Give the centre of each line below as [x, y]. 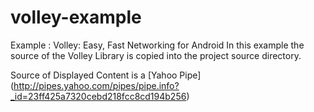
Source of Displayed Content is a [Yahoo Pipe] [106, 75]
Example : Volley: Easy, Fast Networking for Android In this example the [157, 45]
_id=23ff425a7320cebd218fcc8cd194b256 [98, 96]
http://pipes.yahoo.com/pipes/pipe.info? [96, 85]
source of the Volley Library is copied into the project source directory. [156, 55]
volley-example [76, 17]
